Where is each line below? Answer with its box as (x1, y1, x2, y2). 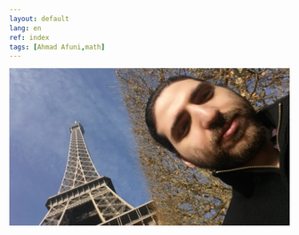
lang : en (9, 23, 42, 33)
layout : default (9, 14, 69, 23)
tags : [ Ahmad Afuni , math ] (9, 43, 105, 51)
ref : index (9, 33, 50, 42)
